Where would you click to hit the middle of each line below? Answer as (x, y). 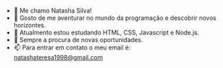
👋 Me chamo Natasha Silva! (53, 11)
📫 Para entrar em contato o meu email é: (72, 47)
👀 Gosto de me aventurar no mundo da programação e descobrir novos (115, 18)
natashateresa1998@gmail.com (58, 57)
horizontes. (30, 25)
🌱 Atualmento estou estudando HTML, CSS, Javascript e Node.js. (106, 32)
